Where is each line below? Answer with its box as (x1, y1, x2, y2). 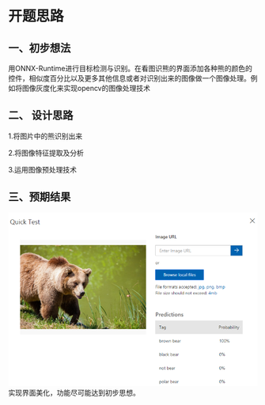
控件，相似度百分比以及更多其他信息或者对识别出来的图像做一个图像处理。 (8, 74, 251, 83)
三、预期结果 (8, 191, 71, 204)
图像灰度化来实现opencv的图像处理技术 (21, 84, 150, 93)
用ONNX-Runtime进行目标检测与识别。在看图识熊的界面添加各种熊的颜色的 (8, 64, 253, 73)
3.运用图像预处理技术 (8, 165, 78, 174)
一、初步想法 (8, 41, 71, 55)
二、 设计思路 (8, 108, 74, 123)
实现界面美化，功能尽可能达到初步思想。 (8, 388, 140, 397)
